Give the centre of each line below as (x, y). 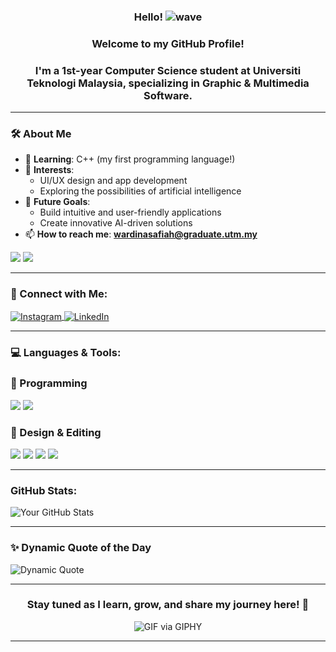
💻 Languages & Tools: (66, 353)
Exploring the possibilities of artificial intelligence (140, 191)
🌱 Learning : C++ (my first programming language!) (130, 159)
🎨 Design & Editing (56, 432)
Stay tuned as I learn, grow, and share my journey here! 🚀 (168, 605)
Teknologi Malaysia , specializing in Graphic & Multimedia (168, 83)
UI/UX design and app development (113, 181)
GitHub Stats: (44, 490)
